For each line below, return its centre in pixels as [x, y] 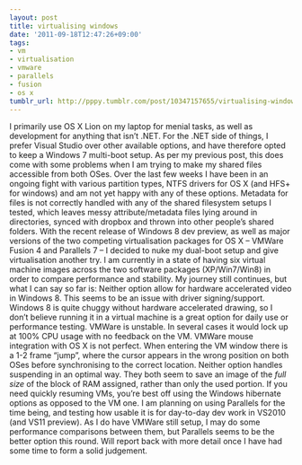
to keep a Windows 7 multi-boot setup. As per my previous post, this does [147, 155]
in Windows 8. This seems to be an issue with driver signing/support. [137, 298]
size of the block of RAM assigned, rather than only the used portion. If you [148, 384]
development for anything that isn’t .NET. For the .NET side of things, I [139, 136]
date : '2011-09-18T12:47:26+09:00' [76, 34]
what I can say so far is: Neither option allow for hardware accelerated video [151, 289]
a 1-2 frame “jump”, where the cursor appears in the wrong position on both [149, 355]
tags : [19, 43]
